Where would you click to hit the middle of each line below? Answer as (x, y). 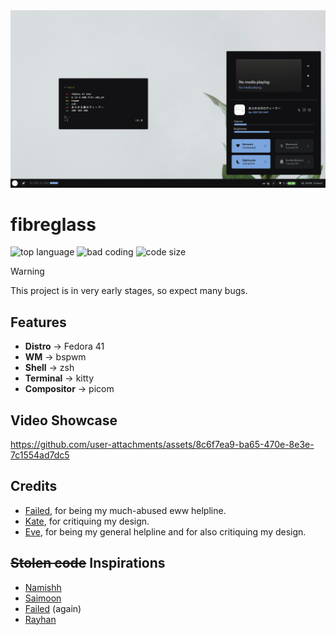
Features (38, 322)
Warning (27, 271)
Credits (34, 486)
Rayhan (40, 619)
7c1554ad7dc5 (40, 455)
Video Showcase (64, 420)
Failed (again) (53, 608)
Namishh (43, 587)
